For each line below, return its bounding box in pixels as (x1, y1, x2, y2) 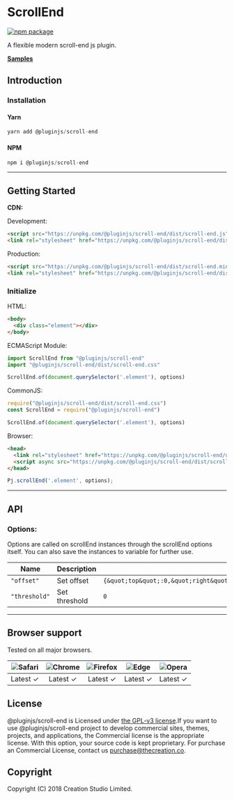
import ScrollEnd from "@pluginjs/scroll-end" (7, 354, 145, 362)
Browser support (7, 627, 82, 639)
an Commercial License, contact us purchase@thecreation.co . (7, 746, 186, 755)
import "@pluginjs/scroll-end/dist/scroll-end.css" (7, 361, 160, 368)
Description (56, 564, 97, 574)
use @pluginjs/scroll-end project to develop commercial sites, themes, (7, 724, 210, 732)
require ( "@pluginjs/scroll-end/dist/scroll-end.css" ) (7, 400, 167, 407)
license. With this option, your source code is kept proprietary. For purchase (7, 739, 226, 747)
